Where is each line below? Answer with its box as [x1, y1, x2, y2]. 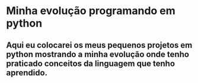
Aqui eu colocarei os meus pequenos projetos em [6, 40, 193, 50]
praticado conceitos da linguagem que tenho [6, 58, 175, 68]
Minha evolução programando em [6, 4, 176, 18]
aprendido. [6, 68, 48, 78]
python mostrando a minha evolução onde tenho [6, 49, 190, 59]
